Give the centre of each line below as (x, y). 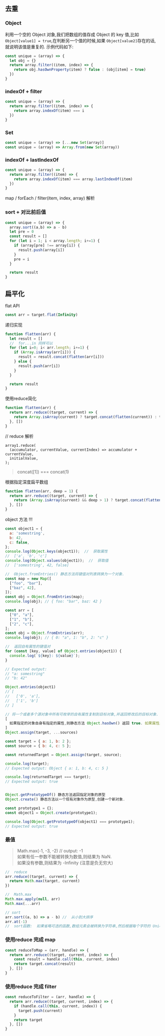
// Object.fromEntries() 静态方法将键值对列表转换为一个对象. (65, 574)
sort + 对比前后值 (26, 212)
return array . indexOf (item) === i (49, 110)
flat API (13, 305)
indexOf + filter (24, 91)
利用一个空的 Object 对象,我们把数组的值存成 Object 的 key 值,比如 (72, 34)
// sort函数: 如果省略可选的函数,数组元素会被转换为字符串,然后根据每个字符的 (78, 926)
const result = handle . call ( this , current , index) (67, 959)
